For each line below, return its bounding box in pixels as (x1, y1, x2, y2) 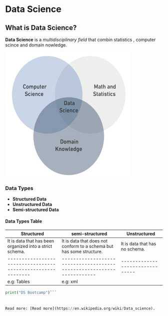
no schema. (120, 246, 145, 252)
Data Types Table (5, 218, 42, 224)
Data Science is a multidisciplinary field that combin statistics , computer (5, 36, 156, 42)
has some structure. (61, 248, 103, 254)
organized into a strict (7, 243, 52, 249)
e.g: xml (61, 278, 78, 284)
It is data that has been (7, 238, 54, 244)
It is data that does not (61, 238, 107, 244)
